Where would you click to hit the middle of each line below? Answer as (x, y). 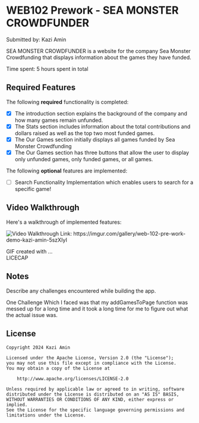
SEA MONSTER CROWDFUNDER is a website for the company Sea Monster (99, 51)
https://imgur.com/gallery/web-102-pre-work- (129, 233)
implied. (17, 405)
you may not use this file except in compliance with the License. (91, 363)
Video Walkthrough (43, 208)
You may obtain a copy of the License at (58, 368)
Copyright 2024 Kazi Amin (38, 347)
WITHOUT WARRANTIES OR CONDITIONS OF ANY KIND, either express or (90, 399)
